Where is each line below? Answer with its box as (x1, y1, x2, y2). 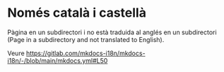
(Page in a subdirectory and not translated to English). (7, 35, 165, 43)
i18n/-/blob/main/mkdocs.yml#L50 (7, 56, 108, 64)
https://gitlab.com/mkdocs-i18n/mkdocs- (25, 49, 146, 57)
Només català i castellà (7, 5, 147, 21)
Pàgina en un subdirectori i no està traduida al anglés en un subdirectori (7, 28, 217, 36)
